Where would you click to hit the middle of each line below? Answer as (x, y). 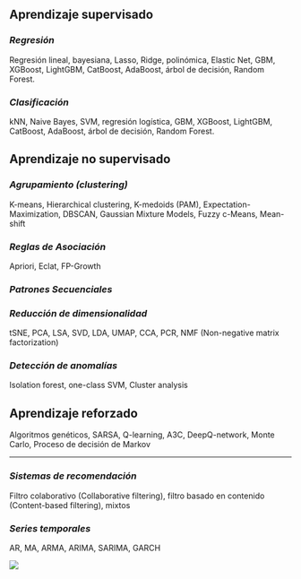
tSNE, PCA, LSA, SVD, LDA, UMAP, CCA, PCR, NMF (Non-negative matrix (144, 333)
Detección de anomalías (64, 366)
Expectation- (227, 204)
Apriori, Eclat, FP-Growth (55, 266)
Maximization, (35, 213)
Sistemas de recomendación (73, 476)
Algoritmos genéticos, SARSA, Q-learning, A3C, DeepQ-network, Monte (142, 435)
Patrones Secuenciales (61, 289)
